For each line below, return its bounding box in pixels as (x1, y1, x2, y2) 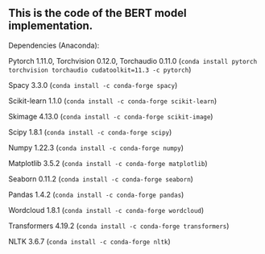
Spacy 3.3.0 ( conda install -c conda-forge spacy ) (8, 80, 178, 90)
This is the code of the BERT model (8, 6, 187, 20)
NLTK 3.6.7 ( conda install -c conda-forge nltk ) (8, 236, 171, 246)
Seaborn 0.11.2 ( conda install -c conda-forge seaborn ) (8, 173, 193, 184)
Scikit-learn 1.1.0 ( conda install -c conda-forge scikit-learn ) (8, 96, 217, 106)
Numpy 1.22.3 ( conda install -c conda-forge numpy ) (8, 143, 184, 152)
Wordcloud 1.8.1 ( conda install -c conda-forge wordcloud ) (8, 205, 205, 214)
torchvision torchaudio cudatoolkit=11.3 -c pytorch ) (8, 65, 192, 74)
